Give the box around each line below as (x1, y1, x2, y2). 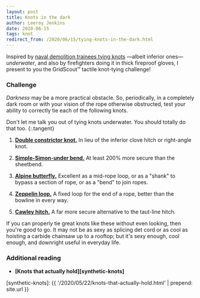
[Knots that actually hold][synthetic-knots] (14, 267, 125, 275)
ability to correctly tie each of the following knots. (6, 107, 128, 114)
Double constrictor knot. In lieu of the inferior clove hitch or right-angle (14, 136, 192, 144)
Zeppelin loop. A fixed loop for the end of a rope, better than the (14, 190, 174, 197)
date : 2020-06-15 (6, 25, 50, 32)
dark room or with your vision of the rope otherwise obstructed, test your (6, 101, 186, 108)
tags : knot (6, 31, 33, 37)
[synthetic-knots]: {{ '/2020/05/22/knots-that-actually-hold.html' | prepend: (6, 279, 193, 286)
